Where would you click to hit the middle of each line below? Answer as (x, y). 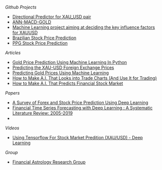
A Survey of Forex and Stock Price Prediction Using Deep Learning (80, 103)
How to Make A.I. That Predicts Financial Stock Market (68, 83)
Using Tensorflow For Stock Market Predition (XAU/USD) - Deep (78, 138)
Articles (13, 53)
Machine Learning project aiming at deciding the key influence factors (83, 27)
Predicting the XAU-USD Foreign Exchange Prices (63, 67)
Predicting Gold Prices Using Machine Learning (61, 73)
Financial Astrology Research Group (49, 162)
